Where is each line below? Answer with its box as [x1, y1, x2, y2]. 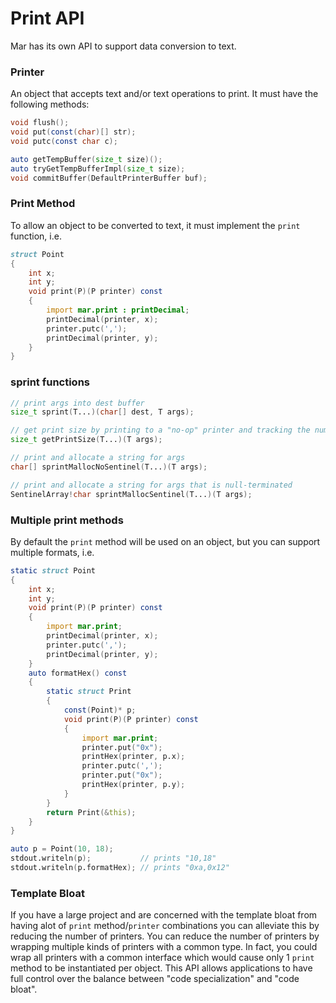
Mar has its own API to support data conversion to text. [10, 40, 237, 52]
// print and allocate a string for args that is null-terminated [10, 480, 293, 490]
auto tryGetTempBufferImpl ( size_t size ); [10, 163, 186, 174]
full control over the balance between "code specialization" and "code [10, 973, 300, 985]
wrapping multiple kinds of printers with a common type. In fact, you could [10, 941, 318, 953]
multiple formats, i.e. [10, 546, 95, 558]
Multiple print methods [10, 513, 124, 527]
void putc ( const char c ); [10, 136, 118, 146]
